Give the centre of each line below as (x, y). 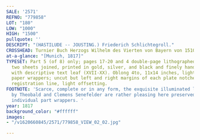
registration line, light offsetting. (60, 84)
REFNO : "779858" (26, 17)
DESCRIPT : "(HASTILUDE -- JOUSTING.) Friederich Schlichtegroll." (90, 45)
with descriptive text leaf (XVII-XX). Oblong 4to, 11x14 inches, (96, 73)
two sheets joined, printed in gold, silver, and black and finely (97, 67)
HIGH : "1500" (22, 34)
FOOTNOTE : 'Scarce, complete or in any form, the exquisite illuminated (98, 89)
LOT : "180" (20, 23)
